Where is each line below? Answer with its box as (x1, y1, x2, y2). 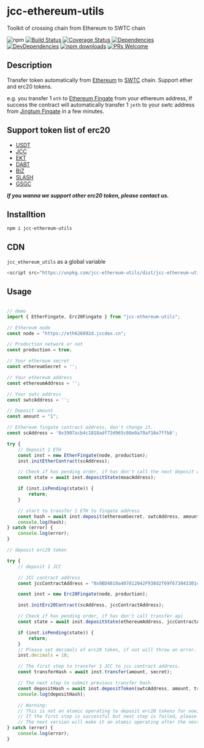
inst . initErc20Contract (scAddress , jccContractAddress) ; (18, 602, 165, 608)
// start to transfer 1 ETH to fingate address (18, 507, 140, 514)
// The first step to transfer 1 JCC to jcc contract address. (18, 664, 181, 670)
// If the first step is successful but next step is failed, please (18, 713, 197, 719)
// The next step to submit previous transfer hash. (18, 680, 154, 686)
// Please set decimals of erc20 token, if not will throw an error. (18, 647, 197, 653)
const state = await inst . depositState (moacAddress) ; (18, 475, 156, 481)
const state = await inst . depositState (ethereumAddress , (18, 619, 165, 625)
